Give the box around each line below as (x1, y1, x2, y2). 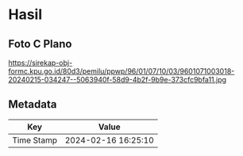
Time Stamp (12, 135, 58, 146)
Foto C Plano (8, 37, 72, 51)
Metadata (8, 97, 57, 112)
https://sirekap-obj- (8, 58, 73, 67)
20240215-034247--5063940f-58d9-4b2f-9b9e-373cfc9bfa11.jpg (8, 75, 227, 84)
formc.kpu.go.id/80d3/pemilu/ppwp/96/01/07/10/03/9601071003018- (8, 67, 235, 76)
